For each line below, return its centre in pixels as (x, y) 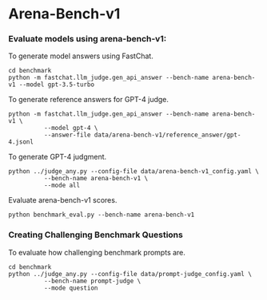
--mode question (71, 288)
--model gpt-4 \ (71, 128)
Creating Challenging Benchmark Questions (96, 235)
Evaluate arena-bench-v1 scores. (63, 200)
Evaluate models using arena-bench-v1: (88, 39)
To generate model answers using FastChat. (81, 56)
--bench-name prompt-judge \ (92, 281)
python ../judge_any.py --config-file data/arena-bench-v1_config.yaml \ (134, 172)
